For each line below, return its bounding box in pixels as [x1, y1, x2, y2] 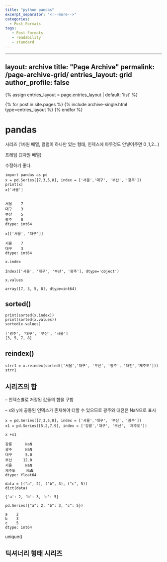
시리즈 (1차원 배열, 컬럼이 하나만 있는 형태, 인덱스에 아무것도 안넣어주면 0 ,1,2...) [5, 141, 160, 147]
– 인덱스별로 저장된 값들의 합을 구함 [5, 397, 74, 403]
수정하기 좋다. [5, 162, 32, 168]
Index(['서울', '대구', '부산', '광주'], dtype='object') [5, 269, 119, 274]
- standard [11, 40, 35, 45]
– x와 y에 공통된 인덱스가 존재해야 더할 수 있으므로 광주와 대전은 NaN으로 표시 [5, 407, 157, 413]
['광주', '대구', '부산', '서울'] [5, 331, 69, 336]
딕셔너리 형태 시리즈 [5, 549, 63, 558]
